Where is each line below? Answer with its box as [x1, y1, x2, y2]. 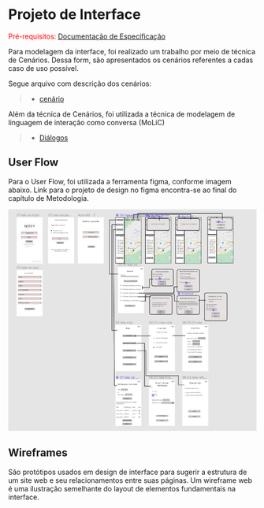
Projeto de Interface [8, 6, 141, 24]
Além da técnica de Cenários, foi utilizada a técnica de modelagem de [8, 109, 236, 119]
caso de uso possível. [8, 63, 79, 72]
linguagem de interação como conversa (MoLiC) [8, 117, 165, 127]
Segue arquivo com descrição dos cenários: [8, 79, 152, 88]
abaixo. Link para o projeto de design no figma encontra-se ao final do [8, 185, 237, 195]
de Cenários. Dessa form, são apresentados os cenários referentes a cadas [8, 55, 254, 65]
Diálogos [39, 132, 69, 143]
